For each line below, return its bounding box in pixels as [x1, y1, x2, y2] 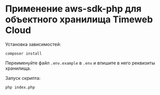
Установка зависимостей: [5, 41, 61, 47]
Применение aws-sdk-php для [5, 3, 142, 15]
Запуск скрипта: [5, 75, 41, 81]
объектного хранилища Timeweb [5, 14, 153, 25]
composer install [5, 51, 42, 56]
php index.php [5, 84, 36, 90]
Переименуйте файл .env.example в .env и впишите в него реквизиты [5, 60, 155, 66]
